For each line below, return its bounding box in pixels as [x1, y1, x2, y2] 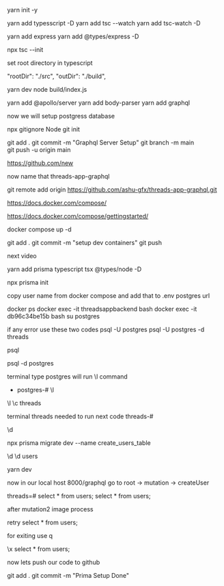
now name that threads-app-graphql [7, 173, 110, 180]
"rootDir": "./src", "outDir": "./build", [7, 72, 107, 80]
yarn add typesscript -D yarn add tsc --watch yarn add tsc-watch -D [7, 19, 201, 27]
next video [7, 252, 37, 259]
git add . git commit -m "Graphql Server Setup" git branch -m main [7, 138, 195, 146]
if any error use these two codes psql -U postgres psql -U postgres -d [7, 325, 205, 333]
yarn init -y [7, 6, 38, 14]
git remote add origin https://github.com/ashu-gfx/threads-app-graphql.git [7, 186, 217, 194]
